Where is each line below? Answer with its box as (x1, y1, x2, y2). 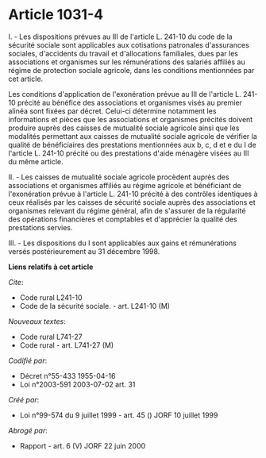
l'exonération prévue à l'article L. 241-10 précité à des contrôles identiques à (8, 189, 258, 198)
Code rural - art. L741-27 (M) (19, 340, 114, 350)
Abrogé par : (8, 425, 48, 435)
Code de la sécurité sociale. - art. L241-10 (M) (19, 301, 171, 310)
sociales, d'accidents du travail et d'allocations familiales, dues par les (8, 48, 238, 58)
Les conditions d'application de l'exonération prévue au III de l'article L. (8, 89, 241, 98)
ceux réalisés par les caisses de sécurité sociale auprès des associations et (8, 197, 256, 207)
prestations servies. (8, 222, 73, 232)
